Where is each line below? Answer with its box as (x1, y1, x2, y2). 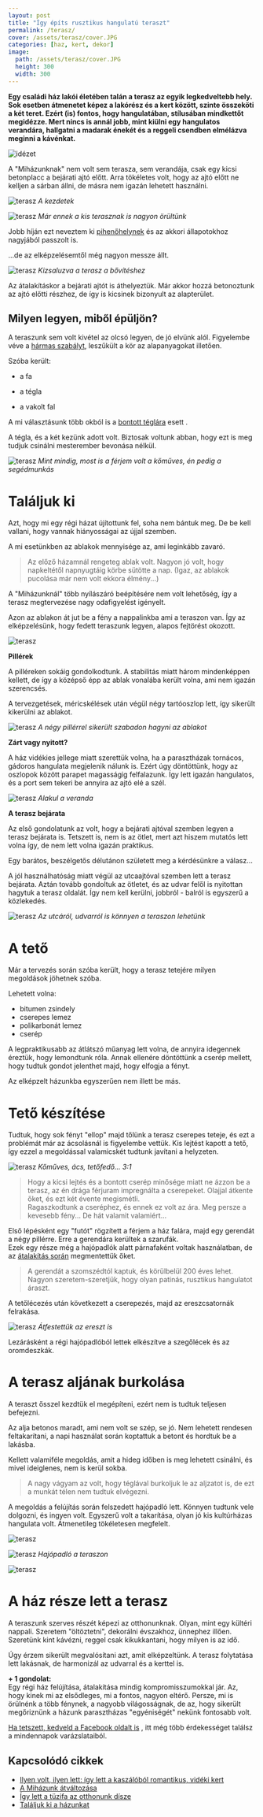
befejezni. (8, 1407, 41, 1418)
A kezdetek (38, 196, 75, 206)
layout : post (8, 11, 51, 20)
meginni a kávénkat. (8, 133, 76, 143)
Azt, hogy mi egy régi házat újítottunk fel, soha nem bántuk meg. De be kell (8, 518, 251, 528)
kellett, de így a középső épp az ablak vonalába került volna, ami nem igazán (8, 675, 256, 685)
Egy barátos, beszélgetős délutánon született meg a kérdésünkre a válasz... (8, 856, 254, 866)
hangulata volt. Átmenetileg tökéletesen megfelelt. (8, 1519, 170, 1529)
